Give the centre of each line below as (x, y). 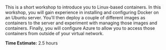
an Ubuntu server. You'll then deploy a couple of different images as (75, 18)
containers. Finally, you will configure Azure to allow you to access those (80, 28)
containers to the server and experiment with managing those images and (81, 23)
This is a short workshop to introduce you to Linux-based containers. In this (83, 7)
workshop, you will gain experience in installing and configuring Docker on (82, 12)
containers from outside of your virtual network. (54, 33)
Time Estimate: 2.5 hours (31, 43)
